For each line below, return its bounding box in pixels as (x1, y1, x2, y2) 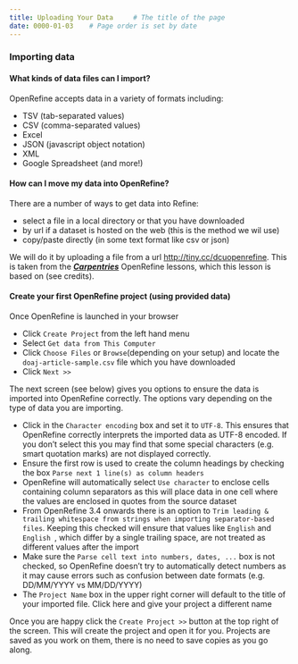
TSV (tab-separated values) (21, 110, 125, 121)
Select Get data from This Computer (21, 338, 156, 349)
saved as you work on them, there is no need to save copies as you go (9, 635, 269, 646)
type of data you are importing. (9, 403, 123, 414)
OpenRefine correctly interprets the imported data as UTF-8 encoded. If (21, 430, 287, 441)
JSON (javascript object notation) (21, 139, 145, 149)
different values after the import (21, 542, 140, 552)
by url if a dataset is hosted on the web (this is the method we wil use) (21, 224, 280, 235)
